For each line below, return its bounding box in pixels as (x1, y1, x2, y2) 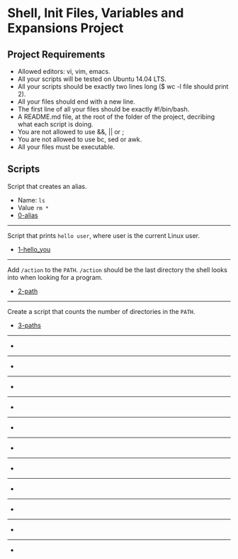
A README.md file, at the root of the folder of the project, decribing (17, 112, 215, 121)
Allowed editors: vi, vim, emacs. (17, 67, 111, 75)
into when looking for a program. (7, 273, 103, 281)
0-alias (17, 211, 38, 219)
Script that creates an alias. (7, 182, 87, 190)
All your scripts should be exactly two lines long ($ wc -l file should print (17, 82, 229, 90)
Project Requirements (7, 48, 106, 60)
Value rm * (17, 203, 50, 212)
